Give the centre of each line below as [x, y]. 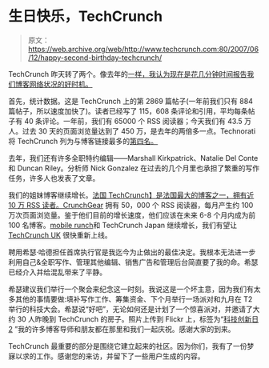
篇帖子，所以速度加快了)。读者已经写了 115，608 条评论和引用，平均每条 [128, 111]
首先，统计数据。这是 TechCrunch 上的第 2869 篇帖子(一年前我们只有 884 [131, 101]
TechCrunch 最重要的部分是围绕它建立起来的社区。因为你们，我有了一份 [128, 346]
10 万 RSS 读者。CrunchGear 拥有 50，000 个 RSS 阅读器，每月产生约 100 [131, 205]
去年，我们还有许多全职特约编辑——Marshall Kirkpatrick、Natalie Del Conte [133, 158]
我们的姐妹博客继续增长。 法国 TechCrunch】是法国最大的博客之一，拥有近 [131, 195]
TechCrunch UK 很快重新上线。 [60, 235]
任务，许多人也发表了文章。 [54, 178]
